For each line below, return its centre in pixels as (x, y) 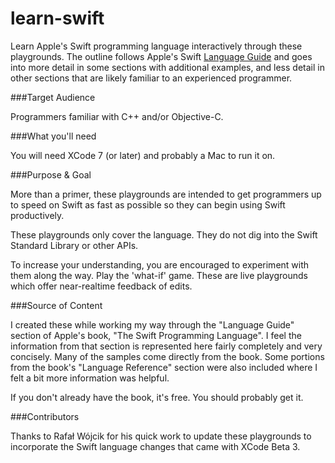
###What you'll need (53, 136)
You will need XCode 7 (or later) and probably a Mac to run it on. (143, 155)
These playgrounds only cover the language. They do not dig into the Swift (164, 234)
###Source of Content (56, 305)
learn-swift (57, 18)
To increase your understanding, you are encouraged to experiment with (160, 264)
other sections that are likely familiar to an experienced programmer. (151, 78)
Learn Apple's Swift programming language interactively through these (156, 46)
